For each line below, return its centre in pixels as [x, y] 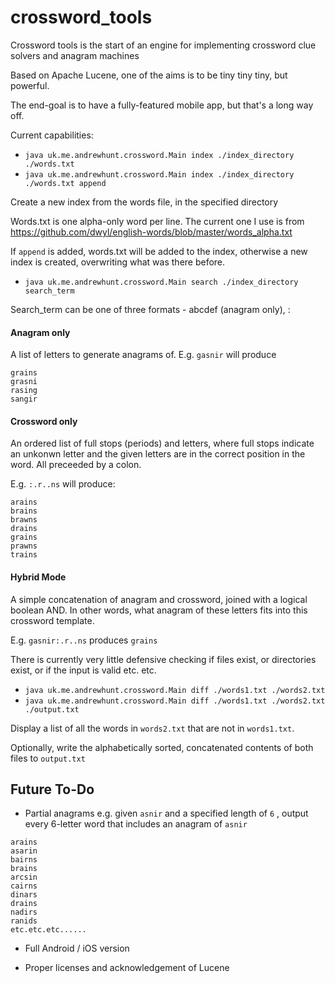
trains [24, 555]
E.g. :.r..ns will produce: [63, 484]
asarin [24, 851]
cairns [24, 886]
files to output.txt [48, 758]
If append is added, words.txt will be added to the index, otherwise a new [159, 251]
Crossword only [44, 421]
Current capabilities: [52, 135]
